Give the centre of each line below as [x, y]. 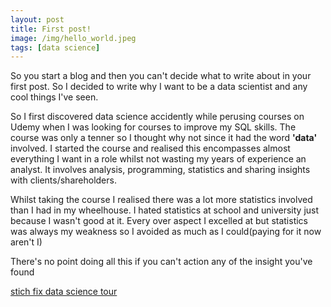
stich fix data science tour [64, 292]
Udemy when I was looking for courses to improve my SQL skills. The [153, 127]
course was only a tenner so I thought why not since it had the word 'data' [164, 138]
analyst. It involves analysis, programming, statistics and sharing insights [160, 170]
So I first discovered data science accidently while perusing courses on [157, 117]
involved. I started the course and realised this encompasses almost [150, 148]
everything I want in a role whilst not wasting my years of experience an [158, 159]
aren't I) [26, 242]
